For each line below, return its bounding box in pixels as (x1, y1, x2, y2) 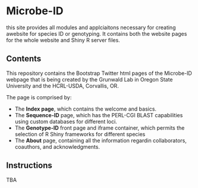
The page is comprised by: (6, 93, 72, 101)
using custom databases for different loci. (14, 118, 117, 125)
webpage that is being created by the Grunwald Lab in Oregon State (6, 76, 174, 83)
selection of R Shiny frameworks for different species (14, 130, 146, 137)
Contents (6, 54, 42, 64)
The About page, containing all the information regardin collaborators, (14, 137, 187, 144)
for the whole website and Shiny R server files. (6, 36, 120, 43)
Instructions (6, 161, 52, 171)
